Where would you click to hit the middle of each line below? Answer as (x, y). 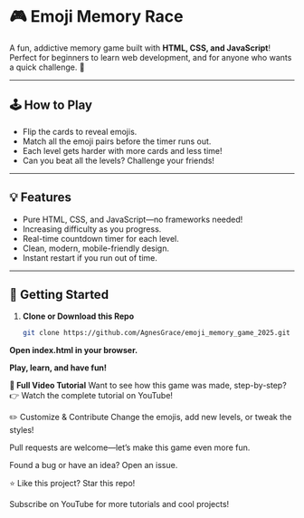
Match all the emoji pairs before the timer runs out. (117, 141)
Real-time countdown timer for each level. (100, 238)
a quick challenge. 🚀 (47, 67)
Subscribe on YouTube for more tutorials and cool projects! (119, 504)
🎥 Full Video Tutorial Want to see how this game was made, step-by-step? (148, 386)
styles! (22, 430)
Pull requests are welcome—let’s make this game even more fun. (130, 447)
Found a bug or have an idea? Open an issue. (94, 465)
